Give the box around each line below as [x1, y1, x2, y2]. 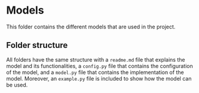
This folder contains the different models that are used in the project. [6, 23, 176, 30]
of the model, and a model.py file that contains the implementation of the [6, 69, 184, 76]
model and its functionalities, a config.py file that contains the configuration [6, 62, 193, 69]
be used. [6, 81, 28, 88]
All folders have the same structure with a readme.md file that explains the [6, 56, 185, 63]
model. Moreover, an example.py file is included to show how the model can [6, 75, 192, 82]
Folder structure [6, 40, 68, 50]
